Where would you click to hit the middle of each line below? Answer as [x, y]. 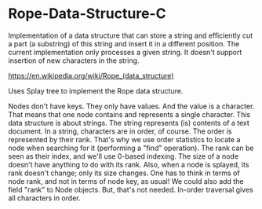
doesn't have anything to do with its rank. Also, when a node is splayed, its [129, 164]
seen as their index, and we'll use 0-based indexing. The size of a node [124, 156]
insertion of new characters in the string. [74, 60]
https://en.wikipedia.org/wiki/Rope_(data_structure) [91, 75]
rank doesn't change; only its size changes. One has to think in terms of [124, 173]
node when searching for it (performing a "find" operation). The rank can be [131, 148]
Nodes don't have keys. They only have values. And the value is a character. [131, 106]
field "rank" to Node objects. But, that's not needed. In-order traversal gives [131, 189]
